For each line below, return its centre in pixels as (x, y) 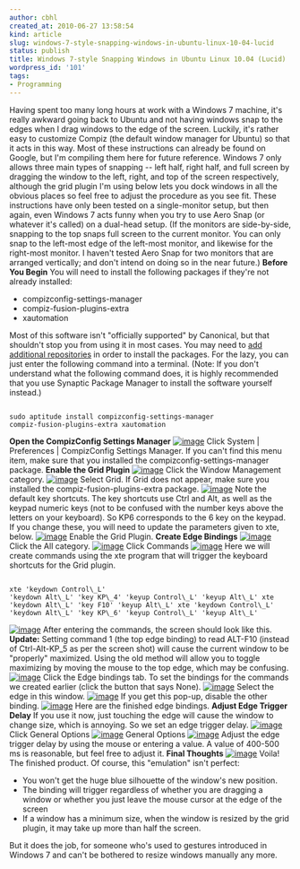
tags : (19, 76)
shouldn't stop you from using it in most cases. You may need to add (136, 344)
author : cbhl (34, 17)
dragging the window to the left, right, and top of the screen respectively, (144, 177)
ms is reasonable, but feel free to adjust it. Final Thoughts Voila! (145, 753)
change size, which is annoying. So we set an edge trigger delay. (129, 725)
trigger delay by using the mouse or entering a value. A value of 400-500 (145, 743)
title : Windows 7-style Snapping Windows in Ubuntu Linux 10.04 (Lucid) (148, 59)
